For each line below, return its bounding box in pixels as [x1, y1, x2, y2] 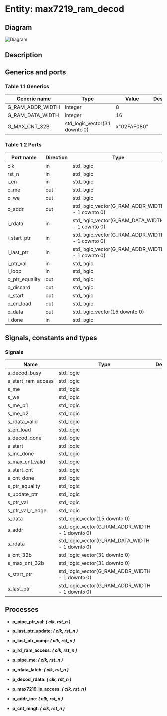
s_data [7, 515, 23, 522]
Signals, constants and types [5, 333, 97, 342]
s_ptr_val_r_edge [7, 507, 47, 514]
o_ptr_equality [7, 276, 41, 283]
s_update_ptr [7, 491, 38, 498]
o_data [7, 308, 23, 315]
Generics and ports [5, 68, 66, 76]
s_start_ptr [7, 571, 32, 578]
